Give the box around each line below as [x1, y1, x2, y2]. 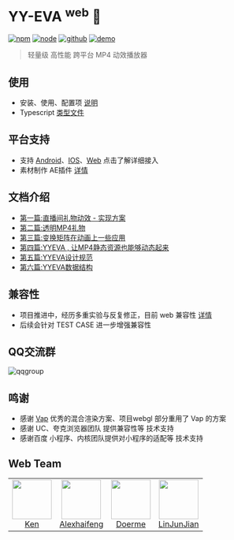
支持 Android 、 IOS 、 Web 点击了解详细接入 [19, 155, 159, 165]
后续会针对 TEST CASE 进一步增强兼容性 [19, 320, 152, 330]
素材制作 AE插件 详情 [19, 165, 88, 174]
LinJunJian [158, 518, 199, 529]
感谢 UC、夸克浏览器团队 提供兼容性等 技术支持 [19, 423, 175, 434]
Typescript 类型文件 [19, 108, 84, 117]
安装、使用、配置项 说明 [19, 98, 98, 107]
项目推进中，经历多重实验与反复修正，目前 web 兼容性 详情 [19, 310, 213, 319]
